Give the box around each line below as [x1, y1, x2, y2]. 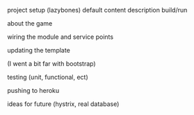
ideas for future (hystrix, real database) [7, 100, 120, 108]
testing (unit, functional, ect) [7, 73, 88, 81]
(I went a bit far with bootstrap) [7, 60, 96, 68]
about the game [7, 19, 53, 27]
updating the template [7, 46, 71, 54]
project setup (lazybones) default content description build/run [7, 6, 188, 14]
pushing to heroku [7, 87, 60, 94]
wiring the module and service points [7, 33, 113, 41]
